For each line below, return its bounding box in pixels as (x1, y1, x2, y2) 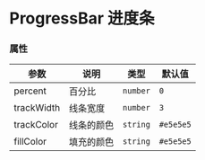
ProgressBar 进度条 (9, 8, 155, 29)
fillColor (13, 136, 47, 148)
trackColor (13, 119, 58, 131)
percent (13, 84, 47, 97)
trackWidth (13, 102, 61, 114)
